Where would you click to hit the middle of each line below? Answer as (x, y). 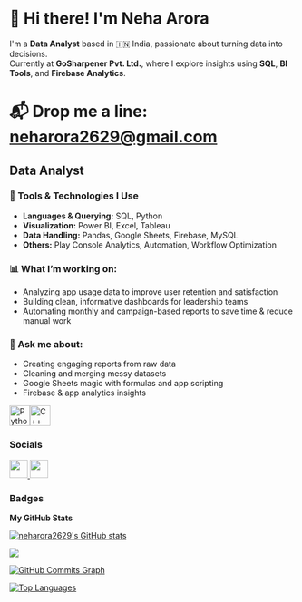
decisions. (29, 53)
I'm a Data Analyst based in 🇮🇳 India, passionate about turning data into (146, 44)
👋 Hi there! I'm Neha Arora (110, 19)
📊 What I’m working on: (63, 268)
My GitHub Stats (41, 518)
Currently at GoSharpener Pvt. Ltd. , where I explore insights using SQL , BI (149, 63)
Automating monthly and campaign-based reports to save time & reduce (157, 311)
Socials (26, 445)
